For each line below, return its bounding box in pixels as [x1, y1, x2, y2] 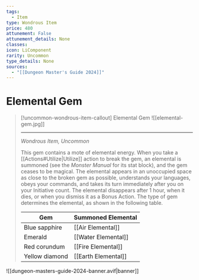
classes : [6, 42, 28, 48]
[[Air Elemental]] [73, 223, 120, 231]
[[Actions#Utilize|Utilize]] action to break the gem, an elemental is [20, 155, 182, 163]
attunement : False [6, 31, 52, 37]
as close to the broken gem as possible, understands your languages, [20, 174, 191, 181]
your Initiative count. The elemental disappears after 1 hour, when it [20, 187, 185, 194]
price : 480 [6, 25, 33, 31]
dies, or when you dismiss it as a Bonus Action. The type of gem [20, 193, 178, 200]
